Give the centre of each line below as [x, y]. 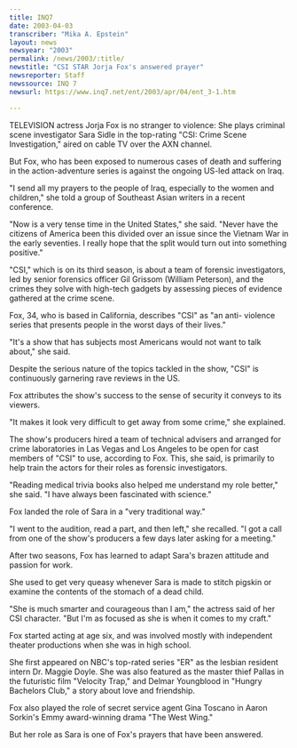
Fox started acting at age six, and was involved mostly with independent [141, 635]
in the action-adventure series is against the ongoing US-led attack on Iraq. [147, 171]
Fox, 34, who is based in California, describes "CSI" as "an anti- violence [142, 315]
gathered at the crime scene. [62, 298]
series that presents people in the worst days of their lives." [117, 325]
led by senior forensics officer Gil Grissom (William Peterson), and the [137, 279]
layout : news [33, 42]
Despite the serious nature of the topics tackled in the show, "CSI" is [134, 368]
